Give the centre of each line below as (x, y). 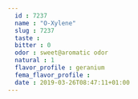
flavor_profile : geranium (60, 68)
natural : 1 (35, 61)
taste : (28, 38)
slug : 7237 (35, 30)
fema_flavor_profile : (53, 75)
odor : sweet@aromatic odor (62, 53)
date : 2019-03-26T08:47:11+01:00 (72, 82)
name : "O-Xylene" (46, 23)
